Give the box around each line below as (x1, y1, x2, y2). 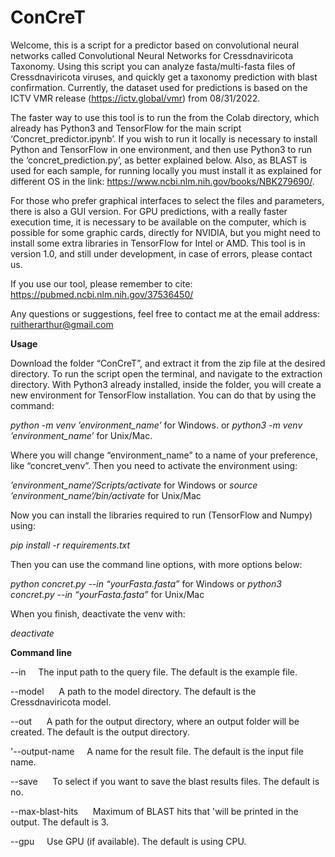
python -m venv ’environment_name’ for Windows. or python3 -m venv (10, 419, 303, 431)
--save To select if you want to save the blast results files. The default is (10, 775, 320, 787)
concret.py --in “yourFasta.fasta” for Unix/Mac (10, 588, 205, 600)
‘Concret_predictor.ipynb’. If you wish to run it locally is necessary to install (10, 132, 318, 145)
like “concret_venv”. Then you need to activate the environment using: (10, 459, 298, 471)
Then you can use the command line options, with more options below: (10, 558, 303, 570)
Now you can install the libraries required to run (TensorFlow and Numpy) (10, 509, 313, 521)
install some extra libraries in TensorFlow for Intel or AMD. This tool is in (10, 237, 306, 249)
